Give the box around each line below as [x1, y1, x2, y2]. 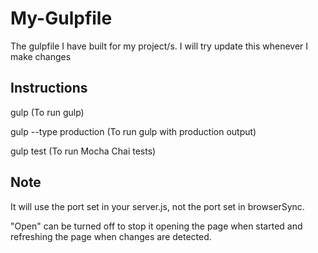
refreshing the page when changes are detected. [10, 230, 212, 242]
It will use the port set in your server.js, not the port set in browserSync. [10, 200, 305, 212]
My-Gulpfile [10, 7, 113, 30]
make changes [10, 50, 72, 62]
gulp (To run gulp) [10, 106, 85, 118]
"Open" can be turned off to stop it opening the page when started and [10, 220, 303, 232]
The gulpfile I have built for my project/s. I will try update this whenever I [10, 40, 309, 52]
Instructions [10, 80, 88, 97]
